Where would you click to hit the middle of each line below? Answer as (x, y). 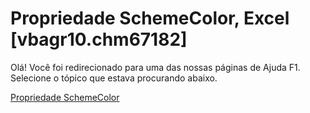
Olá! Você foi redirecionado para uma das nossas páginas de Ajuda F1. (155, 67)
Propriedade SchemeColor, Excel (150, 18)
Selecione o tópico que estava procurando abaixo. (114, 78)
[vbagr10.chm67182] (99, 39)
